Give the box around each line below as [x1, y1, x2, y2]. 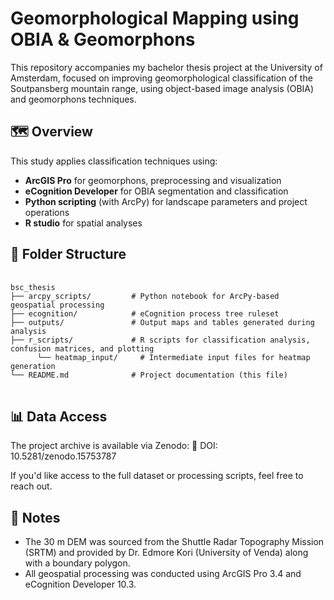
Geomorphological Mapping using [10, 7, 300, 30]
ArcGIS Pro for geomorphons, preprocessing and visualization [24, 174, 282, 186]
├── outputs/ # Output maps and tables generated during [10, 317, 315, 327]
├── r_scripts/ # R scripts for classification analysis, [10, 335, 311, 345]
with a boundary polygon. [24, 557, 131, 569]
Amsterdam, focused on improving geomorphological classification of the [10, 72, 313, 84]
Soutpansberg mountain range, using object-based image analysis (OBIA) [10, 82, 315, 94]
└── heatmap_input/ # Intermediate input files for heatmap [36, 352, 311, 362]
